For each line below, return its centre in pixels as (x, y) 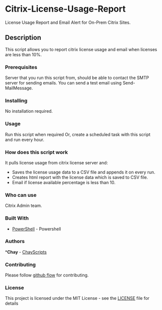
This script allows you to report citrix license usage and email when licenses (81, 49)
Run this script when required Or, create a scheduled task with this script (78, 134)
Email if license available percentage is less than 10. (64, 182)
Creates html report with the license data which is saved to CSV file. (80, 177)
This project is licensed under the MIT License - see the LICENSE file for (77, 298)
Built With (17, 218)
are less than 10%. (24, 54)
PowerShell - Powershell (37, 229)
